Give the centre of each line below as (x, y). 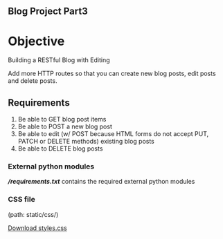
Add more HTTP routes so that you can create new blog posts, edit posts (112, 74)
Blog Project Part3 (48, 11)
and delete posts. (33, 81)
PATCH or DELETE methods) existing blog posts (86, 142)
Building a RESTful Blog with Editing (59, 60)
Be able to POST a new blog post (65, 126)
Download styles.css (38, 228)
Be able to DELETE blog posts (60, 149)
